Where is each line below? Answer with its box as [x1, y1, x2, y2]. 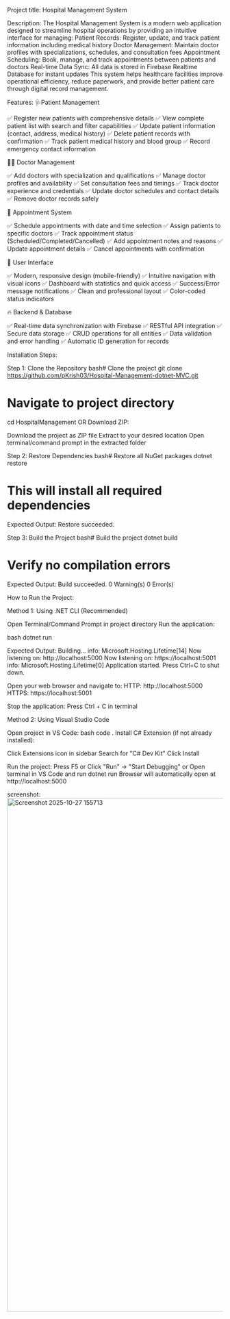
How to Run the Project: [7, 593, 74, 601]
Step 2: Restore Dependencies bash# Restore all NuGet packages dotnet [7, 451, 212, 460]
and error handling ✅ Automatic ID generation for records [7, 337, 169, 345]
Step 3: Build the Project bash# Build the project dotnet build [7, 533, 178, 542]
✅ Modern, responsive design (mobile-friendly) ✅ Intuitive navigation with [7, 272, 216, 279]
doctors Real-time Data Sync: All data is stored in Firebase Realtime [7, 63, 198, 71]
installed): [7, 736, 36, 744]
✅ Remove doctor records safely [7, 194, 99, 203]
